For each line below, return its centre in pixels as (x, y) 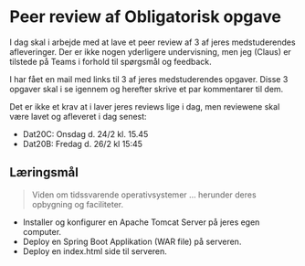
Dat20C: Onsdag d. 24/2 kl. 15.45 (85, 133)
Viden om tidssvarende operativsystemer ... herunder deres (144, 195)
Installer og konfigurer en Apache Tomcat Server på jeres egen (141, 222)
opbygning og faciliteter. (78, 204)
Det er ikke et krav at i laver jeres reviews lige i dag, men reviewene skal (145, 106)
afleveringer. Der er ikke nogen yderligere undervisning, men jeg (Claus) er (151, 51)
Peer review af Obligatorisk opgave (145, 17)
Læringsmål (44, 172)
